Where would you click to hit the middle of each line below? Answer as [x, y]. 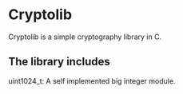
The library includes [59, 62]
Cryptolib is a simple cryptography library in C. [85, 37]
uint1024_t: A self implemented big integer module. [92, 80]
